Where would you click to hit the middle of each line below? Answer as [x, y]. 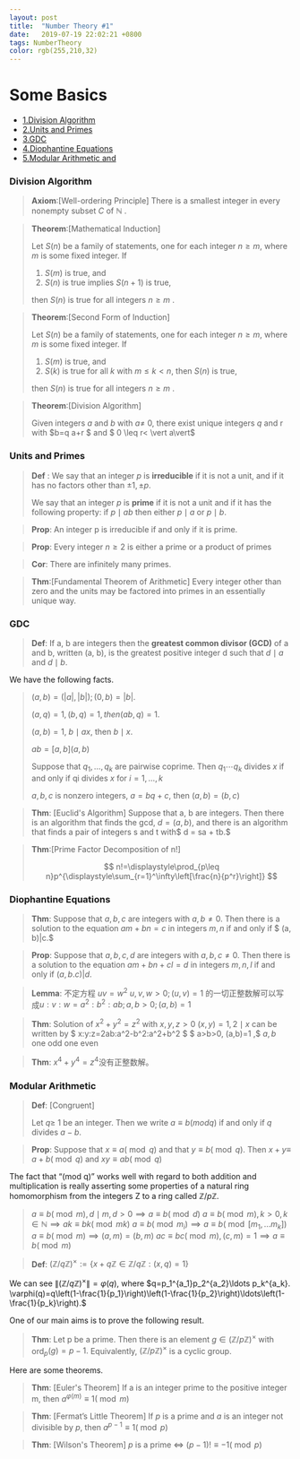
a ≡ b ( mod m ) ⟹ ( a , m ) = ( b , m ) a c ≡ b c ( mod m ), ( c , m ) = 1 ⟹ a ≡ [158, 1235]
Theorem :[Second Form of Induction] [100, 317]
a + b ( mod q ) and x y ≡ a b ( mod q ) [97, 1159]
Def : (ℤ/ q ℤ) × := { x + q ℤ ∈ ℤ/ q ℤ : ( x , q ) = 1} [110, 1263]
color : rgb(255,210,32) [54, 51]
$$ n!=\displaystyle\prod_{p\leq [162, 867]
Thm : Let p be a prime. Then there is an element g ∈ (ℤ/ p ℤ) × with [153, 1338]
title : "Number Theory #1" [62, 26]
